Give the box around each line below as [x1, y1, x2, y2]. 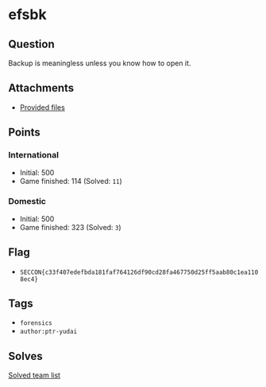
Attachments [8, 81, 75, 95]
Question [8, 37, 55, 51]
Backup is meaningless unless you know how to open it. [8, 58, 191, 68]
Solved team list [8, 370, 61, 380]
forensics [19, 319, 53, 327]
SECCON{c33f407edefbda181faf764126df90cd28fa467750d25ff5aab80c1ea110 [19, 268, 259, 276]
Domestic [8, 196, 46, 207]
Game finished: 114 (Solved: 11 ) [19, 176, 123, 186]
